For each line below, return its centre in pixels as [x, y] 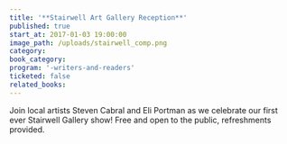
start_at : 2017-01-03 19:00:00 [68, 34]
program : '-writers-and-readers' [72, 68]
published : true [40, 26]
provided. [27, 129]
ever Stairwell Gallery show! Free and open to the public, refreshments [140, 120]
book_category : [38, 59]
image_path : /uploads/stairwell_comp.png [88, 43]
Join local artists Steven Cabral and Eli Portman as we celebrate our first [143, 110]
